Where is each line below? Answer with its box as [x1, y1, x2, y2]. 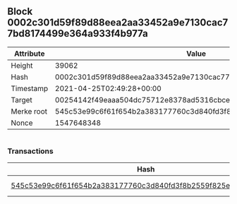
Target [11, 95, 33, 104]
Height [11, 60, 33, 70]
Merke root [11, 106, 48, 116]
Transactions [7, 146, 54, 156]
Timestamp [11, 83, 49, 93]
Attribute [13, 49, 45, 59]
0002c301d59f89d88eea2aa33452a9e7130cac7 [7, 17, 229, 29]
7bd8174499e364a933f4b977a [7, 28, 148, 40]
